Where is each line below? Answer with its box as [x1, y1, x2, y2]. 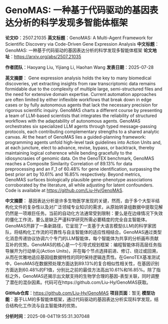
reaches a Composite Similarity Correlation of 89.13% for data [5, 160, 132, 166]
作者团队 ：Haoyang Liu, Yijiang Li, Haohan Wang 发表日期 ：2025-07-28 [5, 64, 154, 70]
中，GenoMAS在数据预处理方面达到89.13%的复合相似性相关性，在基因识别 [5, 260, 159, 266]
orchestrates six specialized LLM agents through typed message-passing [5, 123, 156, 129]
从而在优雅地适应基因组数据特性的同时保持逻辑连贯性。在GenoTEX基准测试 [5, 254, 160, 260]
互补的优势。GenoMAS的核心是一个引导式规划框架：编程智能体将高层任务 [5, 242, 157, 248]
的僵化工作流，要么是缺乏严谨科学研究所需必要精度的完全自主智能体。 [5, 217, 150, 223]
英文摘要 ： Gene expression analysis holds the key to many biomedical [5, 75, 151, 81]
